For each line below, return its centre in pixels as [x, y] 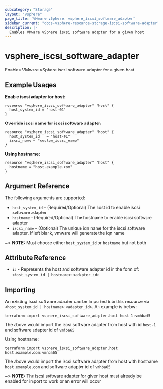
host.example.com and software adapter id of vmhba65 [58, 367]
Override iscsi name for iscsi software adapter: [53, 123]
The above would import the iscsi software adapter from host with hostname [81, 362]
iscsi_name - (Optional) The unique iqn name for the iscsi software [78, 228]
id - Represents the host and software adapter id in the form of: [76, 269]
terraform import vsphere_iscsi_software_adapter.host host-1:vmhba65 [78, 316]
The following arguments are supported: [45, 198]
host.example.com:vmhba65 [31, 353]
